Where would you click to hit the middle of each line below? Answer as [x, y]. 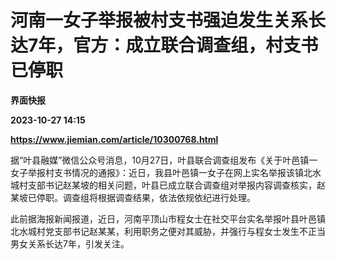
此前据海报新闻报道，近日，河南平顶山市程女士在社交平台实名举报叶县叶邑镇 [168, 218]
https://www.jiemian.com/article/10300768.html [114, 139]
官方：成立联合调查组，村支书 [196, 45]
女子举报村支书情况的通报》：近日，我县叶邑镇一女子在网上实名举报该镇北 [161, 172]
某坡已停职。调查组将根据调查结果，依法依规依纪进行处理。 [133, 197]
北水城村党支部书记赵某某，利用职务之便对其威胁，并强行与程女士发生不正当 [168, 231]
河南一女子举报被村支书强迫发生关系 [159, 20]
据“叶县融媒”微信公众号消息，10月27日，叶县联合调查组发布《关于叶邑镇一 [164, 160]
